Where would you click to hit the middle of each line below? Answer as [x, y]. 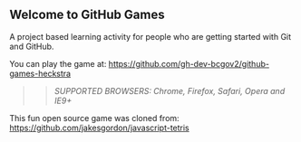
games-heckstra [40, 73]
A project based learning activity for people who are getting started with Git [150, 36]
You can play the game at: [58, 63]
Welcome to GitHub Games [87, 15]
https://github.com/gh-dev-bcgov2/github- [189, 63]
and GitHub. [32, 46]
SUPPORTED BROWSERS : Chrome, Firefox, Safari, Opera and [170, 90]
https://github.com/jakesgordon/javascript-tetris [100, 128]
